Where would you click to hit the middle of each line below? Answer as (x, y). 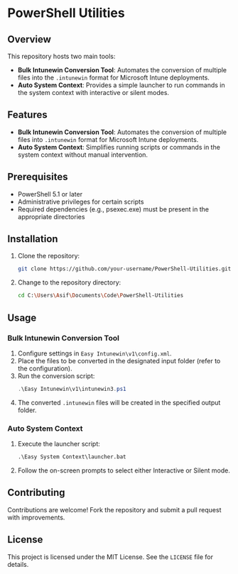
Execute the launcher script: (59, 444)
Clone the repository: (49, 256)
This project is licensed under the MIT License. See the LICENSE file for (110, 557)
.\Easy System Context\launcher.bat (72, 457)
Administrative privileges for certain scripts (81, 202)
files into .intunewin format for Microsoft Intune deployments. (108, 139)
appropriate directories (51, 216)
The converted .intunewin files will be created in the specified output (119, 402)
